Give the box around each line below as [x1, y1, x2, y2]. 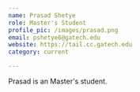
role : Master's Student [8, 19, 87, 27]
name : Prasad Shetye [8, 11, 77, 20]
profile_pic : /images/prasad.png [8, 26, 119, 34]
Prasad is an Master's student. [8, 76, 108, 86]
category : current [8, 48, 69, 56]
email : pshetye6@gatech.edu [8, 33, 101, 42]
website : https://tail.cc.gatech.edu [8, 41, 133, 49]
